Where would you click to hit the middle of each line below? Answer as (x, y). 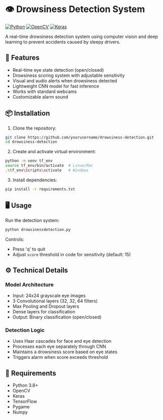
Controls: (15, 239)
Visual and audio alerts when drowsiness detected (65, 80)
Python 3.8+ (25, 385)
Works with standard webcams (45, 91)
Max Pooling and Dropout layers (46, 306)
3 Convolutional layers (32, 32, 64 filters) (55, 301)
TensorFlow (25, 401)
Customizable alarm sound (40, 97)
